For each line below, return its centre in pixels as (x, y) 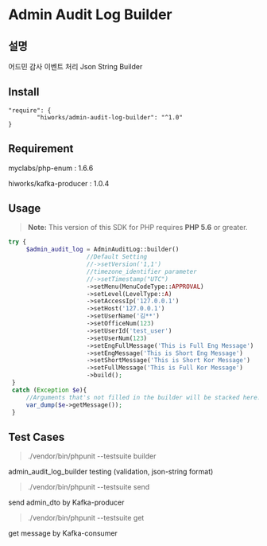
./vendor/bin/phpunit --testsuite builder (92, 456)
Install (24, 92)
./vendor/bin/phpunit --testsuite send (89, 487)
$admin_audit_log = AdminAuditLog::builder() (103, 250)
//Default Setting (117, 257)
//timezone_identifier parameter (141, 271)
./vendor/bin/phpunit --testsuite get (86, 518)
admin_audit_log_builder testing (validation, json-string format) (111, 472)
